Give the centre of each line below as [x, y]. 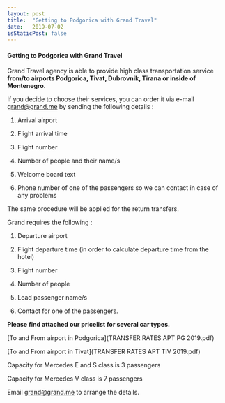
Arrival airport [37, 120]
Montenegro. [27, 86]
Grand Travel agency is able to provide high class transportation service [110, 71]
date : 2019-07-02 [36, 27]
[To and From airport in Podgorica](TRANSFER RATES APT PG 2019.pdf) [111, 338]
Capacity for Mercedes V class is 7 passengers [75, 379]
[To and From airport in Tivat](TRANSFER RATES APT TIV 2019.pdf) [104, 352]
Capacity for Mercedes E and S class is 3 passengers [84, 365]
